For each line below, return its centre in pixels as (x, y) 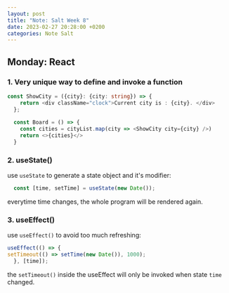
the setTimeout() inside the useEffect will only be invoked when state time (115, 275)
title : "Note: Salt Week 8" (48, 20)
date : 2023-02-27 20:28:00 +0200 (56, 27)
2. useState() (30, 160)
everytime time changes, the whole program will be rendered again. (105, 202)
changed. (21, 282)
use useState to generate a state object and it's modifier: (89, 176)
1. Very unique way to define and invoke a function (95, 82)
